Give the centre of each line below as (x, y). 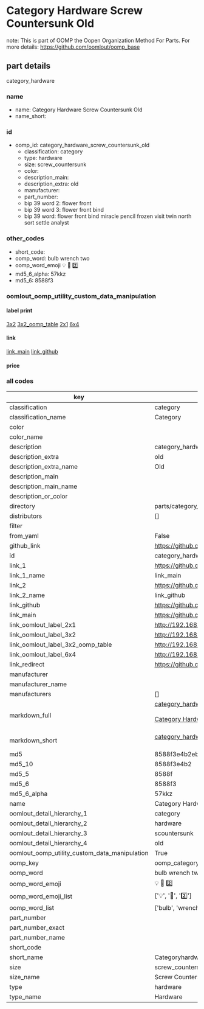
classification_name (38, 417)
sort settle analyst (46, 223)
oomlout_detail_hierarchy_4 (48, 843)
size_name (25, 977)
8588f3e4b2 (173, 764)
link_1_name (27, 575)
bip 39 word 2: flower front (58, 203)
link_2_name (27, 595)
